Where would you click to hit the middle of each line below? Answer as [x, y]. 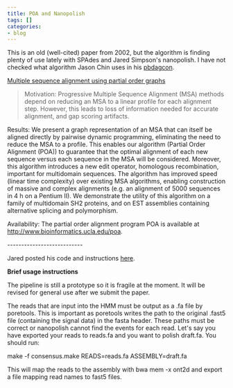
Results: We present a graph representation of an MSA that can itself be [110, 130]
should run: [24, 343]
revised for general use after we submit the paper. [79, 292]
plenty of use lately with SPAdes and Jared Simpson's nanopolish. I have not [116, 60]
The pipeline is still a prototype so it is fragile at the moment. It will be [106, 285]
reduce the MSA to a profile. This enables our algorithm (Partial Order [106, 144]
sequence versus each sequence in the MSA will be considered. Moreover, [114, 159]
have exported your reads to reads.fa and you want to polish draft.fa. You [112, 335]
